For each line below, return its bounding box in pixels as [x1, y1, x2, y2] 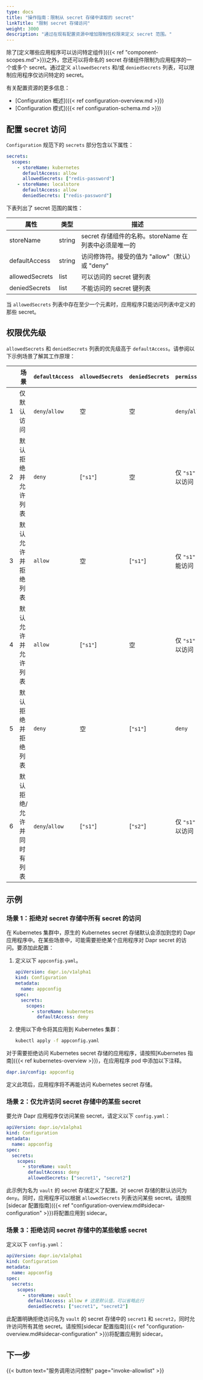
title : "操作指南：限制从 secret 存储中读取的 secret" [6, 15, 135, 21]
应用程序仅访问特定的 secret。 [11, 71, 88, 79]
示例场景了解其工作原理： [11, 352, 76, 360]
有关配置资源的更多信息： [6, 84, 70, 91]
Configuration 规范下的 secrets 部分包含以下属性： [6, 141, 134, 148]
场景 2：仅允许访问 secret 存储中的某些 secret [6, 1097, 141, 1105]
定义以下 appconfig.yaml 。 [14, 957, 82, 965]
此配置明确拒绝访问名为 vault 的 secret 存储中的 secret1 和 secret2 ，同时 [6, 1315, 190, 1323]
